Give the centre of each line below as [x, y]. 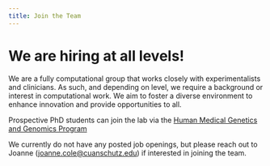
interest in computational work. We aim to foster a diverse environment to [131, 96]
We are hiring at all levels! [96, 55]
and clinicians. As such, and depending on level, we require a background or [136, 87]
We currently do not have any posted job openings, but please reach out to [133, 144]
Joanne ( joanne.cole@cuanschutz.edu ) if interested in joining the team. [127, 153]
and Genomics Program [48, 128]
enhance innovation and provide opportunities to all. [95, 104]
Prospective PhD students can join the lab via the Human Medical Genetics [133, 120]
